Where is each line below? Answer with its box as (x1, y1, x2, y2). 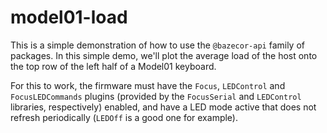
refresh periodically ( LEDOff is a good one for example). (10, 111, 238, 123)
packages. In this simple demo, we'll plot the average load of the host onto (10, 49, 318, 61)
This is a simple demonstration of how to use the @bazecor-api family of (10, 39, 305, 51)
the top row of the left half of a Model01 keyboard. (10, 60, 217, 72)
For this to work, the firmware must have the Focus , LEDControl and (10, 79, 286, 91)
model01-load (10, 6, 128, 29)
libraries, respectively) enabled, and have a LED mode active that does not (10, 101, 317, 113)
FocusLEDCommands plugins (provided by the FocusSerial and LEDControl (10, 90, 302, 102)
